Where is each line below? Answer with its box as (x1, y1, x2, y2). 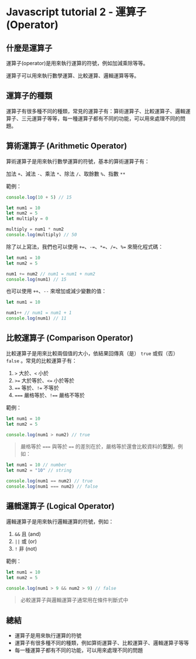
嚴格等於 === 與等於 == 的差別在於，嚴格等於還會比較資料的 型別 (20, 443, 173, 450)
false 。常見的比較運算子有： (6, 357, 77, 364)
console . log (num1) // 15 (6, 276, 67, 282)
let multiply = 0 (6, 216, 49, 222)
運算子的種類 (6, 91, 53, 101)
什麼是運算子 (6, 43, 53, 53)
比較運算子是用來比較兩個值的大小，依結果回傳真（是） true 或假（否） (6, 349, 178, 356)
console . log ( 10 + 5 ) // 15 (6, 194, 72, 200)
